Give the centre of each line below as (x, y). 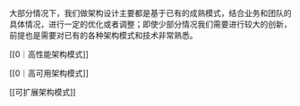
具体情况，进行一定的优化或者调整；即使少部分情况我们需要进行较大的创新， (150, 24)
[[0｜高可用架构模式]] (49, 73)
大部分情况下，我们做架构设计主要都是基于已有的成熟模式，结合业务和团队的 (150, 13)
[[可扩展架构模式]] (43, 92)
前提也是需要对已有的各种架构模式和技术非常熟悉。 (103, 35)
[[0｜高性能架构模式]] (49, 54)
